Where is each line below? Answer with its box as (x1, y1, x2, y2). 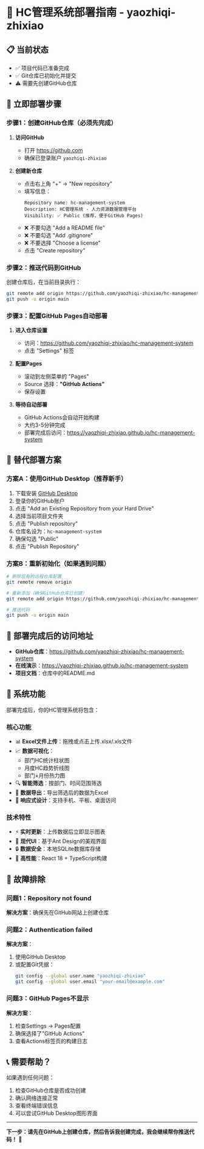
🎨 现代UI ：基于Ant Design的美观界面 (15, 838, 107, 845)
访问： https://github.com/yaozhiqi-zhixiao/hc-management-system (24, 339, 194, 347)
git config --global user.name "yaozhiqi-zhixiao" (15, 973, 146, 979)
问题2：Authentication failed (6, 926, 93, 934)
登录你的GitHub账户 (15, 497, 65, 504)
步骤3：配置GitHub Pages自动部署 (6, 311, 108, 320)
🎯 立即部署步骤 (6, 99, 62, 109)
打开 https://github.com (24, 146, 83, 154)
